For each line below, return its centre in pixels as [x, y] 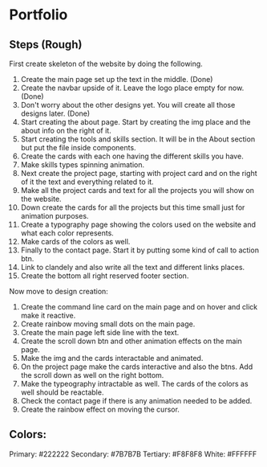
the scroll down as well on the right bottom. [92, 375]
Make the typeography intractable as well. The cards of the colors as [134, 384]
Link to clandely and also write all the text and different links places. [133, 267]
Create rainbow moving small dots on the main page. [108, 324]
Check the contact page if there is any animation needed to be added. [136, 401]
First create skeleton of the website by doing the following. [106, 63]
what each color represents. [67, 233]
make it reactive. [48, 315]
